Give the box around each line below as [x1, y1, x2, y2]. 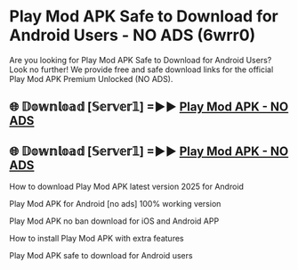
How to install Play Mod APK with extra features [9, 233, 184, 244]
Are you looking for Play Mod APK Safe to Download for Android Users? [9, 54, 272, 65]
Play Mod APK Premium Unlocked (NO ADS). [9, 73, 173, 84]
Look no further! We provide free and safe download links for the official [9, 64, 274, 75]
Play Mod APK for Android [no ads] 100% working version [9, 199, 221, 209]
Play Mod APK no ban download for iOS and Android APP [9, 216, 220, 226]
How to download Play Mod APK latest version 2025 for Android [9, 181, 245, 192]
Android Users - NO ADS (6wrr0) [9, 25, 256, 45]
